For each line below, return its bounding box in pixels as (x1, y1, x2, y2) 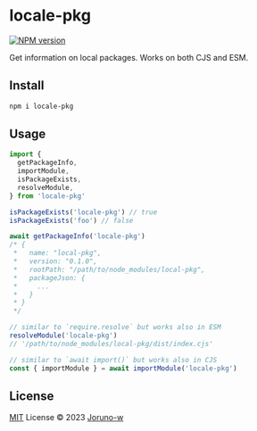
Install (9, 78, 45, 94)
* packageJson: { (12, 273, 87, 282)
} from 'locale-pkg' (9, 191, 87, 201)
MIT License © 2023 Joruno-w (9, 412, 124, 423)
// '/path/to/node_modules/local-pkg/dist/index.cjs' (9, 339, 214, 348)
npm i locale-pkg (9, 102, 74, 111)
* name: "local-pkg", (12, 249, 102, 258)
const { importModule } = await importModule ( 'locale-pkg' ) (9, 363, 238, 373)
